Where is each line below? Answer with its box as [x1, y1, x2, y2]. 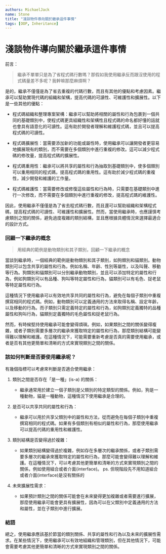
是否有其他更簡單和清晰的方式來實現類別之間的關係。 [9, 340, 118, 346]
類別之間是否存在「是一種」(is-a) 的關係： [12, 376, 99, 382]
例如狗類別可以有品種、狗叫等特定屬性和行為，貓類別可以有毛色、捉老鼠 [13, 276, 161, 282]
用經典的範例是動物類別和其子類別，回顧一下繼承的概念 [17, 247, 130, 253]
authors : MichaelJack [5, 7, 50, 12]
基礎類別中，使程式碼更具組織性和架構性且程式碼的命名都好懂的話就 [21, 117, 160, 124]
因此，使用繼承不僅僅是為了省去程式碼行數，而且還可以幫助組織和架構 [5, 203, 148, 209]
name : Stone [5, 12, 30, 17]
